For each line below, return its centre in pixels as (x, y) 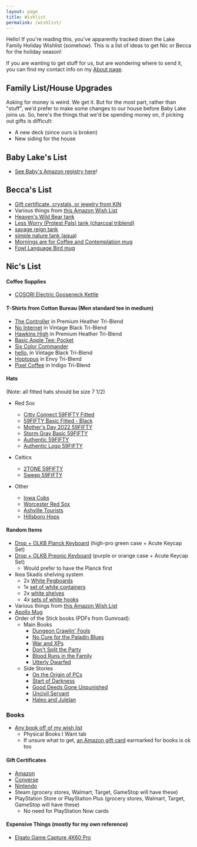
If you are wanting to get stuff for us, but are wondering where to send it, (94, 63)
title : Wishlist (26, 17)
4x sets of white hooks (51, 599)
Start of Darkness (54, 681)
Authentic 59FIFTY (46, 439)
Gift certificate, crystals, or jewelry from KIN (68, 204)
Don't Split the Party (56, 650)
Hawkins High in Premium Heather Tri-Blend (68, 334)
